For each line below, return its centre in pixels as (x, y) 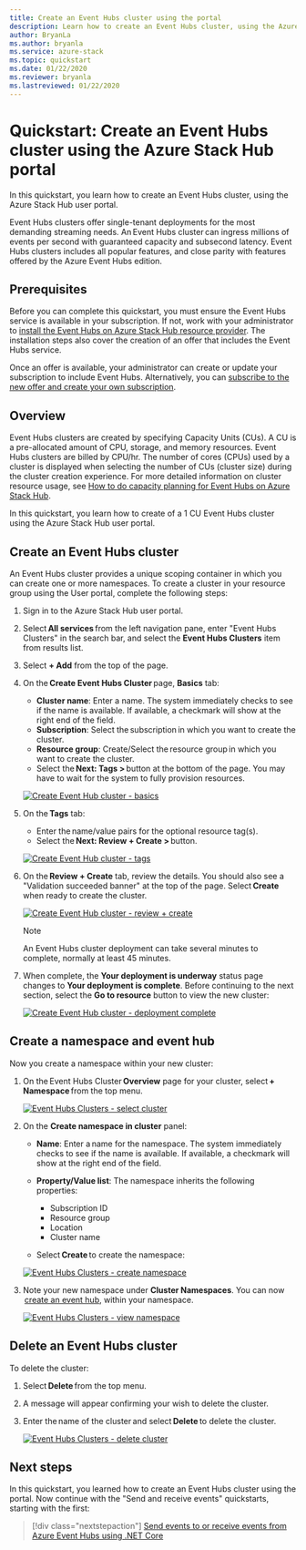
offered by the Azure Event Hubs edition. (86, 261)
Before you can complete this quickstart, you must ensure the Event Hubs (148, 312)
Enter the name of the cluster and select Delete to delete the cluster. (149, 1421)
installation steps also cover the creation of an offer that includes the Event (150, 340)
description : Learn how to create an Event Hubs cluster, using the (142, 26)
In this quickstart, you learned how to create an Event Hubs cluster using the (153, 1489)
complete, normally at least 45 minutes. (97, 958)
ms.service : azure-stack (56, 52)
